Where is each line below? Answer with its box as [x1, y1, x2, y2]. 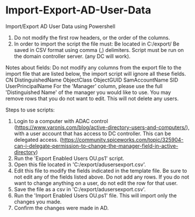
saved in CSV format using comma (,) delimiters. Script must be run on [13, 46, 184, 53]
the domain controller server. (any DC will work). [13, 52, 131, 60]
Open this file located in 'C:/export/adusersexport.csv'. [13, 161, 147, 168]
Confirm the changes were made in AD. [13, 204, 109, 211]
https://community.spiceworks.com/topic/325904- [61, 136, 184, 143]
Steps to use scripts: [5, 106, 55, 113]
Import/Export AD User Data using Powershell [5, 23, 116, 30]
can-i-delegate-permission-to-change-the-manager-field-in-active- [13, 142, 179, 149]
